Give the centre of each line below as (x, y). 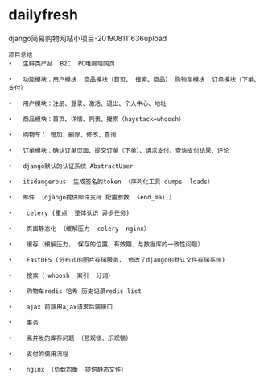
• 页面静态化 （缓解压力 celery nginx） (79, 229)
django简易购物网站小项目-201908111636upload (88, 38)
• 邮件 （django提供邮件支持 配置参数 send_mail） (92, 197)
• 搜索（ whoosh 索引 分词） (61, 275)
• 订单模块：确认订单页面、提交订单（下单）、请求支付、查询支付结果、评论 (119, 150)
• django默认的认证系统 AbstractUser (71, 166)
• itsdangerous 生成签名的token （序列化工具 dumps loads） (111, 182)
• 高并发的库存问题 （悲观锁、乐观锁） (70, 338)
